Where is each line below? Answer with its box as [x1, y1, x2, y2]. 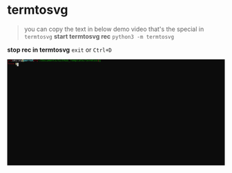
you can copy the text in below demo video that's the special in [23, 25, 204, 33]
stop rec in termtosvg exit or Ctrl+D [7, 45, 113, 54]
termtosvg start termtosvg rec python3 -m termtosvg [23, 32, 175, 40]
